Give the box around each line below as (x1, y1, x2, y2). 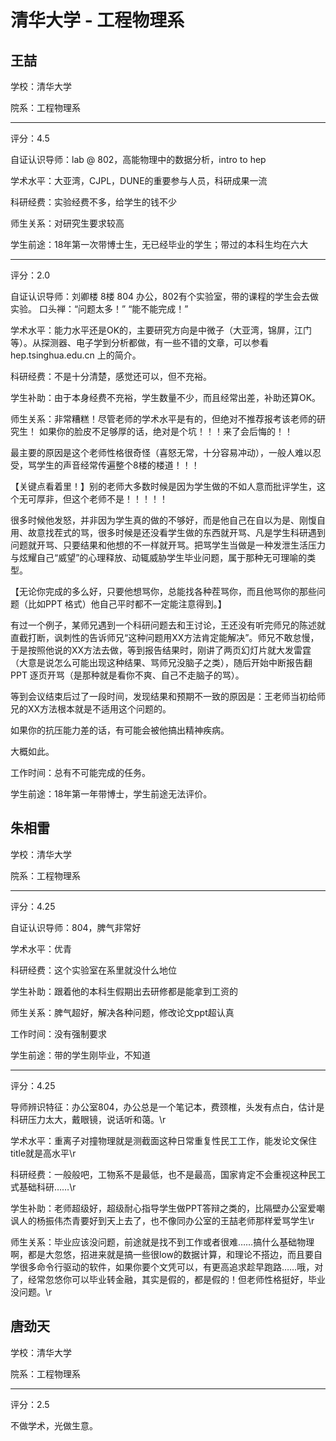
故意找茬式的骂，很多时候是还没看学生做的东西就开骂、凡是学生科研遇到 (27, 527, 326, 538)
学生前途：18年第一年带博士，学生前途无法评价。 (10, 788, 213, 800)
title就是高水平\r (10, 1147, 77, 1159)
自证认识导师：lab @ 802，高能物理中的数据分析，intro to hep (10, 154, 267, 165)
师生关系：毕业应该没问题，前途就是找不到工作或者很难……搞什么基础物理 (10, 1236, 315, 1248)
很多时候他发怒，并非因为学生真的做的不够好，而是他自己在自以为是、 (10, 514, 300, 526)
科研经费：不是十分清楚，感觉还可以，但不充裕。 (10, 371, 212, 382)
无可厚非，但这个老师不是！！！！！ (18, 493, 168, 505)
